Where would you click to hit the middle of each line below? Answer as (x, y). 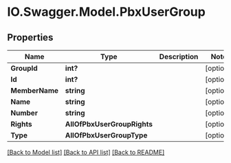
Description (179, 57)
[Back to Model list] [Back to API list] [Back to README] (86, 152)
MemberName (35, 90)
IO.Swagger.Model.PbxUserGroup (107, 12)
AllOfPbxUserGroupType (106, 135)
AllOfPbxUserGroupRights (109, 124)
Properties (30, 37)
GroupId (24, 68)
